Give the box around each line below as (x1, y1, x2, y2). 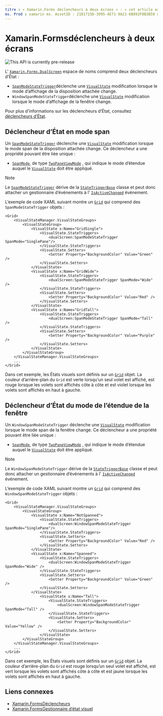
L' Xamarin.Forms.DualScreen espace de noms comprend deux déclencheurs (5, 69, 158, 75)
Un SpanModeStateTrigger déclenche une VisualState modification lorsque (5, 140, 154, 146)
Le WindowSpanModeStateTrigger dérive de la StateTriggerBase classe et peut (5, 466, 158, 472)
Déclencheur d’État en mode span (5, 127, 110, 136)
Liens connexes (5, 688, 54, 696)
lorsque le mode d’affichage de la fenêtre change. (12, 99, 112, 105)
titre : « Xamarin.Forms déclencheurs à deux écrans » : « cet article (5, 7, 153, 12)
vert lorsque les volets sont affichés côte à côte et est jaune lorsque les (5, 669, 148, 675)
